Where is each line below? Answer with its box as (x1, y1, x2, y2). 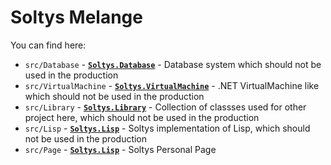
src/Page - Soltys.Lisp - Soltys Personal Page (24, 143, 217, 155)
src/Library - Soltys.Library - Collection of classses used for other (24, 101, 307, 113)
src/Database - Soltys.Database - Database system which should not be (24, 58, 322, 70)
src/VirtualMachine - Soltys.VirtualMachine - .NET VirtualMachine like (24, 79, 320, 91)
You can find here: (10, 39, 87, 51)
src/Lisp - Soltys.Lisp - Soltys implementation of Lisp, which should (24, 122, 311, 134)
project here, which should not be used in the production (24, 111, 260, 123)
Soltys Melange (10, 6, 143, 29)
